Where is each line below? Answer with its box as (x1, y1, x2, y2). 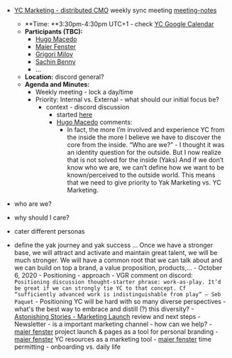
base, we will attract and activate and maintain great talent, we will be (13, 249, 218, 256)
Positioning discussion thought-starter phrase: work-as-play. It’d (13, 278, 221, 286)
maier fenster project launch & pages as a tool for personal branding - (13, 327, 219, 336)
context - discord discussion (45, 103, 130, 111)
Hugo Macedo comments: (56, 118, 133, 126)
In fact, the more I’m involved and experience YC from (67, 126, 225, 134)
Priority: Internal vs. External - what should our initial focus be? (35, 95, 220, 104)
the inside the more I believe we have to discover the (67, 133, 221, 141)
